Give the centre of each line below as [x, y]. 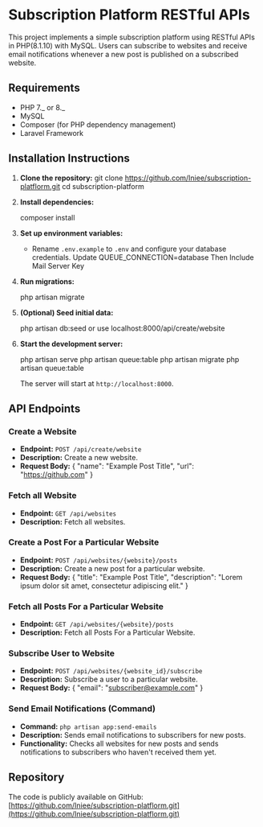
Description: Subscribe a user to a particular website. [109, 679]
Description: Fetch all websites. [73, 521]
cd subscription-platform [103, 186]
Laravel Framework [52, 133]
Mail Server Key [58, 265]
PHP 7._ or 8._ [42, 107]
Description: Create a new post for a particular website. [113, 568]
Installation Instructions [69, 158]
